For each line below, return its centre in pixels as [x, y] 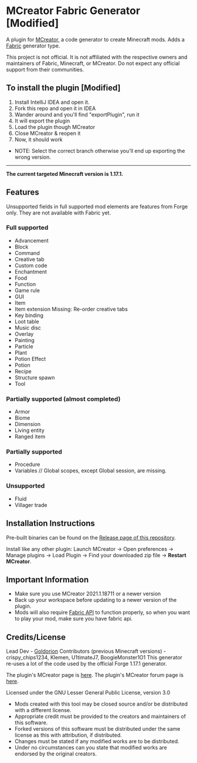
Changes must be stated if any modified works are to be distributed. [97, 741]
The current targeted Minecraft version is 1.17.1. [65, 173]
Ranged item [30, 437]
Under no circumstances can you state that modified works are [91, 748]
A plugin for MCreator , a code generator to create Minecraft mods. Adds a [95, 39]
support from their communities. [45, 69]
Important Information [47, 579]
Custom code [31, 265]
